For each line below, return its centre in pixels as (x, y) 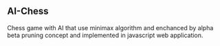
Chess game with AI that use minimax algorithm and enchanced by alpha (110, 27)
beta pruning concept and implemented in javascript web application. (105, 35)
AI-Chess (28, 11)
